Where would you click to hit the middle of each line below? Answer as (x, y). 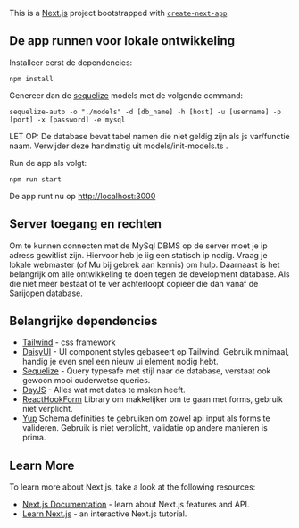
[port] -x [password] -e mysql (67, 120)
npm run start (36, 179)
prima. (34, 438)
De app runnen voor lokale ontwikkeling (122, 41)
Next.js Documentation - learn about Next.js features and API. (136, 505)
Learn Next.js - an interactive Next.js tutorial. (104, 514)
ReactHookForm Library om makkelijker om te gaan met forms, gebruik (152, 399)
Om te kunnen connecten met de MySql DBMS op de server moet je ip (138, 246)
